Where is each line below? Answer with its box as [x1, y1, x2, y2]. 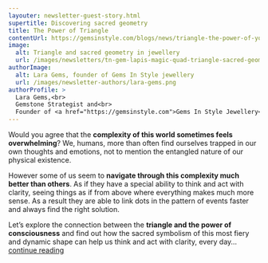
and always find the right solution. [8, 205, 120, 214]
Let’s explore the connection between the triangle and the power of [8, 220, 232, 230]
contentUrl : [8, 33, 48, 42]
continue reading [8, 245, 65, 255]
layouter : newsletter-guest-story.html [8, 11, 141, 20]
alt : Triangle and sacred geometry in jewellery [15, 49, 180, 57]
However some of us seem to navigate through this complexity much [8, 171, 240, 180]
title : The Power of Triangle [8, 26, 109, 34]
